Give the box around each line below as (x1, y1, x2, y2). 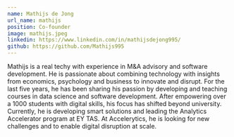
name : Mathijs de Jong (7, 10, 74, 18)
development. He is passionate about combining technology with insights (7, 70, 221, 78)
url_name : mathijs (7, 17, 61, 24)
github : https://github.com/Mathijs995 (7, 43, 125, 50)
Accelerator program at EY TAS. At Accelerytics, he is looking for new (7, 115, 210, 123)
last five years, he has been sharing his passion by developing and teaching (7, 85, 228, 93)
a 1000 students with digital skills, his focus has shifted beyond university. (7, 100, 222, 107)
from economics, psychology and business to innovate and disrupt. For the (7, 77, 225, 85)
